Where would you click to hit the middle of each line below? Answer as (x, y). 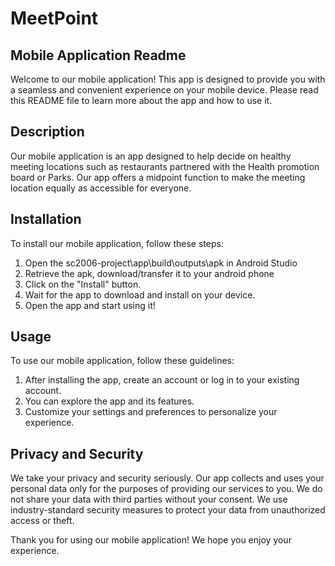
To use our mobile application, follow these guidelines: (122, 361)
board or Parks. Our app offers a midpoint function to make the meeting (158, 177)
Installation (46, 219)
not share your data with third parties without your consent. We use (149, 499)
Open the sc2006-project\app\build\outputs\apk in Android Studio (161, 263)
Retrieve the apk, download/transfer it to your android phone (149, 273)
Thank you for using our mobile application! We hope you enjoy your (151, 540)
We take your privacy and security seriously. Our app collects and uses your (167, 478)
